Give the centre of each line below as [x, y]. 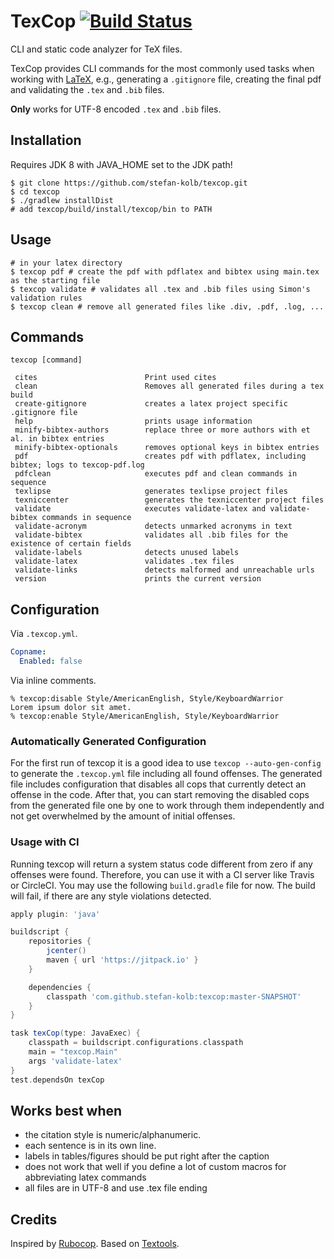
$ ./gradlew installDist [62, 200]
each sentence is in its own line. [90, 1146]
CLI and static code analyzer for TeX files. [96, 49]
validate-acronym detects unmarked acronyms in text [153, 526]
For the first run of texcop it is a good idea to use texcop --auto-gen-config [166, 763]
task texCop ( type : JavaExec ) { [75, 1033]
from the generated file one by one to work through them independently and [167, 806]
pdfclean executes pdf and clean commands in [156, 474]
